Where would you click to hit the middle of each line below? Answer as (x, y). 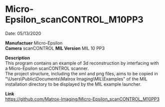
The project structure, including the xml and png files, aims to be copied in (82, 73)
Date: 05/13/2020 (23, 33)
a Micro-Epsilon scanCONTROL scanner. (47, 68)
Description (18, 57)
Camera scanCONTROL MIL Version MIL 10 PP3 (55, 48)
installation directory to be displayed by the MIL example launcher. (73, 84)
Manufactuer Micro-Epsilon (34, 43)
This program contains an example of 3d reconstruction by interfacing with (82, 63)
